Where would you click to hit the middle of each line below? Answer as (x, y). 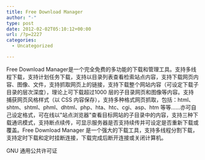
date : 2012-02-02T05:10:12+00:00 (49, 29)
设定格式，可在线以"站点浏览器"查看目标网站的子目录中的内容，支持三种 (102, 115)
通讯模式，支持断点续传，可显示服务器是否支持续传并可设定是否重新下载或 (105, 122)
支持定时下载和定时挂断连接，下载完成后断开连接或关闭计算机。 (86, 137)
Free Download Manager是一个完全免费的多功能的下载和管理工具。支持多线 (102, 69)
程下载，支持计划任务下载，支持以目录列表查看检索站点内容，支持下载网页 (100, 77)
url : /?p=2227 (24, 35)
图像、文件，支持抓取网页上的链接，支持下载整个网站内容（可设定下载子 (108, 84)
